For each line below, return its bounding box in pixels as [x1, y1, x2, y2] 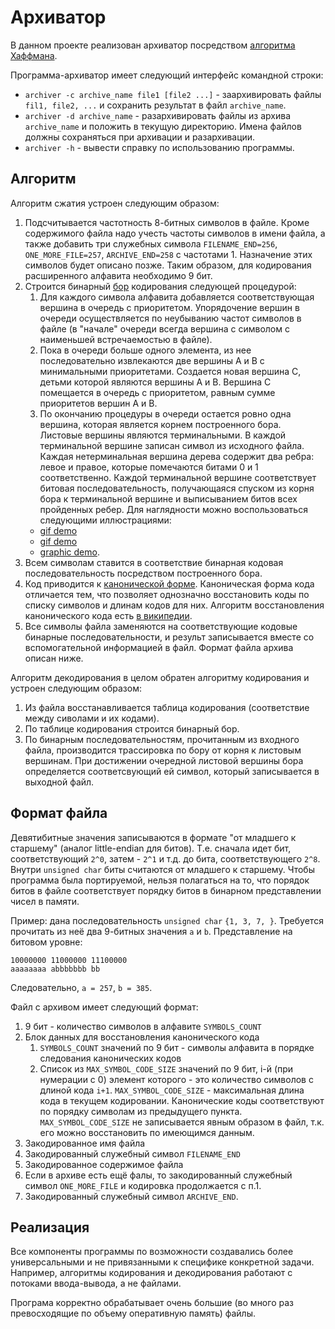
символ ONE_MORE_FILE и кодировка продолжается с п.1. [24, 1179, 262, 1191]
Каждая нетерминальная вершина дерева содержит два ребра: [39, 450, 315, 462]
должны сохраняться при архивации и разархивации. [24, 131, 256, 143]
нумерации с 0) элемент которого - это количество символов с [39, 1073, 314, 1085]
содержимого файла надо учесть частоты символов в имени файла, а [24, 227, 326, 239]
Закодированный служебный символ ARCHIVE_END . [24, 1190, 239, 1202]
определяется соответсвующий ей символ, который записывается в [24, 765, 320, 777]
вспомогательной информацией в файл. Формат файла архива [24, 641, 294, 653]
